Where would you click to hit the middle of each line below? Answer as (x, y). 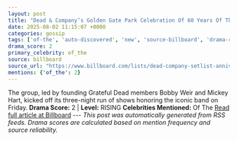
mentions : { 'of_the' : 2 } (44, 72)
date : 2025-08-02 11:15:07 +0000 (57, 27)
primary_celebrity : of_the (47, 53)
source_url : (25, 66)
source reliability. (33, 130)
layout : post (27, 14)
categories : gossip (37, 33)
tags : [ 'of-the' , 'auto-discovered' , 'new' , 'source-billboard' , (105, 40)
